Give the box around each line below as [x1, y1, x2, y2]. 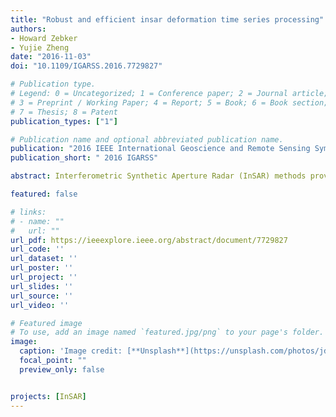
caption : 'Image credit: [19, 346, 123, 356]
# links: [10, 207, 47, 217]
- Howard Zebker [10, 33, 78, 43]
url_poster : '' [10, 263, 74, 273]
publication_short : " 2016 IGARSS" [10, 153, 159, 163]
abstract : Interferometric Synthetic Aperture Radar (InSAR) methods [10, 171, 307, 181]
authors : [10, 24, 47, 34]
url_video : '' [10, 300, 70, 310]
